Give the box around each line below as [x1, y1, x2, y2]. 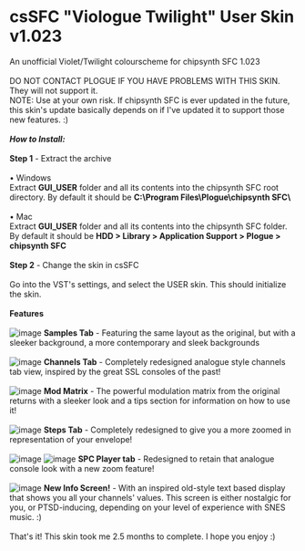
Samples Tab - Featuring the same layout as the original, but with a [44, 327, 296, 338]
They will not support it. [9, 85, 98, 96]
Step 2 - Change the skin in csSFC [9, 259, 139, 270]
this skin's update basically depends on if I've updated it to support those [9, 104, 285, 115]
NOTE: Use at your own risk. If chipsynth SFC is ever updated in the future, [9, 94, 290, 106]
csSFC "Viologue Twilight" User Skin [9, 6, 295, 27]
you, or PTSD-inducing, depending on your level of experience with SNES [9, 502, 286, 513]
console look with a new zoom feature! [9, 463, 155, 473]
